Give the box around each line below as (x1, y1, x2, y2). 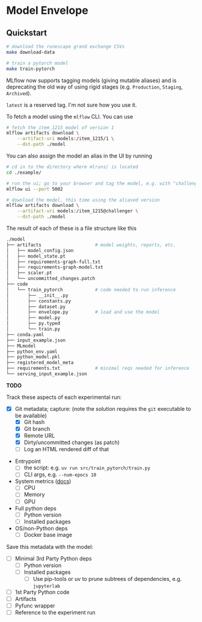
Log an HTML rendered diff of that (23, 446, 109, 453)
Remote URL (23, 432, 55, 439)
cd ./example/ (6, 170, 42, 176)
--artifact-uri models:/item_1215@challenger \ (17, 208, 138, 214)
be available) (14, 411, 47, 419)
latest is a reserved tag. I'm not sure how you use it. (6, 101, 137, 109)
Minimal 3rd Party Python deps (14, 554, 92, 562)
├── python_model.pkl (6, 354, 61, 360)
